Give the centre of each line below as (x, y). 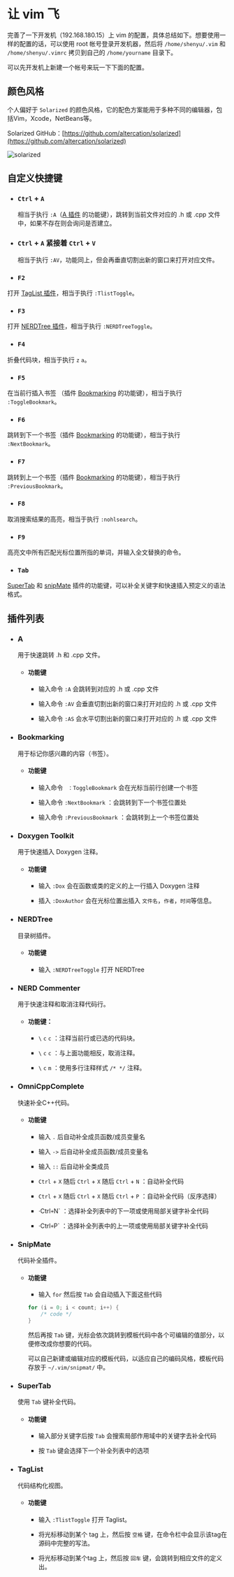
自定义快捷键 (35, 178)
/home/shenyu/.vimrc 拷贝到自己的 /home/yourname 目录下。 (92, 52)
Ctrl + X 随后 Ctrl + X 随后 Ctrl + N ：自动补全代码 (111, 1181)
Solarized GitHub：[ (36, 133)
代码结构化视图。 (42, 1486)
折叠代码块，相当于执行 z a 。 (49, 360)
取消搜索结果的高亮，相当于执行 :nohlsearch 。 (74, 519)
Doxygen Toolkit (46, 835)
